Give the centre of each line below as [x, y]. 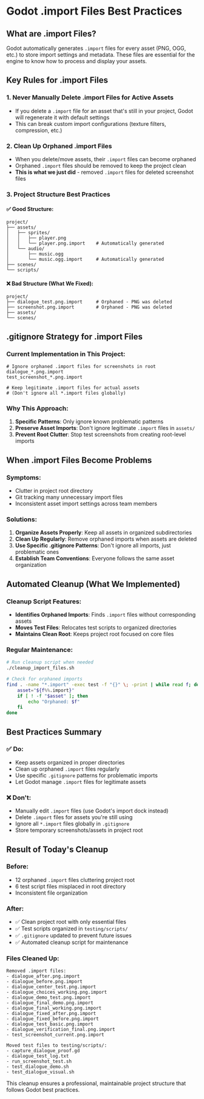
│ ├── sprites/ [28, 233]
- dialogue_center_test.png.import [51, 987]
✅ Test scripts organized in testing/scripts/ [72, 929]
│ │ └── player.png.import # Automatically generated [85, 244]
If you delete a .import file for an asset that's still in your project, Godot [104, 111]
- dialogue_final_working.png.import [54, 1008]
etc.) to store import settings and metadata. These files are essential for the [101, 55]
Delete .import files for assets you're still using [74, 817]
